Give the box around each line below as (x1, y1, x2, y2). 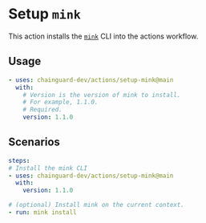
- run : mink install (8, 209, 78, 217)
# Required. (22, 106, 63, 114)
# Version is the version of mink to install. (22, 91, 181, 99)
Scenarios (8, 136, 60, 149)
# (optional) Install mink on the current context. (8, 201, 184, 209)
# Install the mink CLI (8, 164, 88, 172)
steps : (8, 156, 30, 164)
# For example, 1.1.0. (22, 98, 99, 107)
